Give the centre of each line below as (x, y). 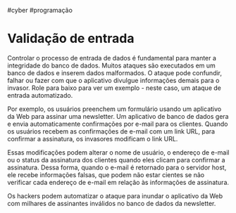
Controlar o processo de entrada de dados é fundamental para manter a (112, 58)
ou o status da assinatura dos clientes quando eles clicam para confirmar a (116, 160)
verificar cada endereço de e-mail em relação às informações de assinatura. (118, 182)
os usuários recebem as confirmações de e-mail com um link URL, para (111, 131)
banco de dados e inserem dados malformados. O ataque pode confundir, (115, 72)
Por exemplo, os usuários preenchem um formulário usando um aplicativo (114, 109)
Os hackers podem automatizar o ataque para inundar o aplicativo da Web (115, 195)
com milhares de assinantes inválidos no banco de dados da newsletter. (112, 203)
